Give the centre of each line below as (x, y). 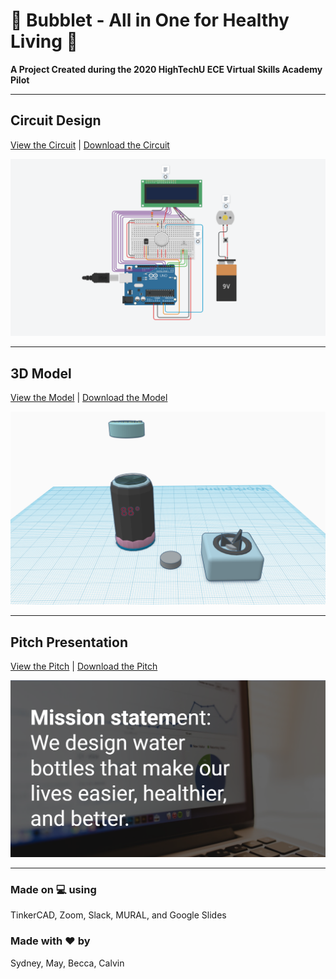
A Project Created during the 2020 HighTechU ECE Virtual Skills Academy (166, 69)
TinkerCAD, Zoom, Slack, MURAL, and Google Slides (118, 915)
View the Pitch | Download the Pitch (84, 666)
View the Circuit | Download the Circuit (90, 145)
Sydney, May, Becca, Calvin (67, 963)
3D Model (41, 373)
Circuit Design (56, 120)
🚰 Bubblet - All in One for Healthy (150, 20)
